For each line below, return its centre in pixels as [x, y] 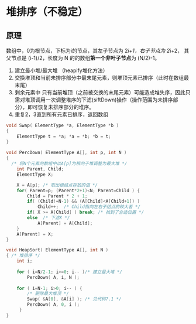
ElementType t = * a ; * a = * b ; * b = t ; [64, 136]
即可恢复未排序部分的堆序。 [61, 107]
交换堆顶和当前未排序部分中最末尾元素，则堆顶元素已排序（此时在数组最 [102, 78]
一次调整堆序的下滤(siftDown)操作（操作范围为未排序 [109, 100]
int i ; [25, 261]
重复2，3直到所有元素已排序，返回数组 [61, 114]
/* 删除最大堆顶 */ [48, 294]
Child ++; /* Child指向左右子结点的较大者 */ [89, 207]
